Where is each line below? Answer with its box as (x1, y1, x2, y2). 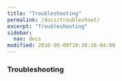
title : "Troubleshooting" (7, 10, 81, 17)
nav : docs (13, 36, 41, 43)
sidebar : (7, 29, 32, 36)
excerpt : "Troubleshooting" (7, 23, 88, 30)
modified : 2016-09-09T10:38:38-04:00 (7, 42, 116, 49)
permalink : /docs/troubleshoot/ (7, 16, 100, 23)
